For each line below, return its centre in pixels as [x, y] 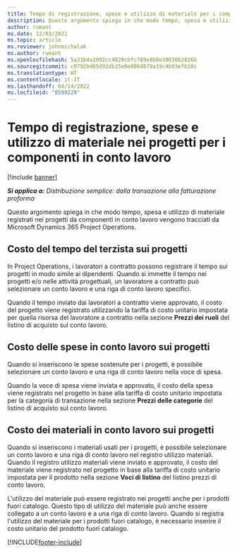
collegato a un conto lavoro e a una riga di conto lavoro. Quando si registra [116, 513]
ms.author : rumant [34, 54]
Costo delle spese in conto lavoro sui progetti [109, 347]
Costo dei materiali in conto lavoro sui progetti [111, 430]
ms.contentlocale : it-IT [44, 79]
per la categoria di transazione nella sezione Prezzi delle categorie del [110, 400]
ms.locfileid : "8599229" [44, 93]
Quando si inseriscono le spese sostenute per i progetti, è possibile [105, 364]
